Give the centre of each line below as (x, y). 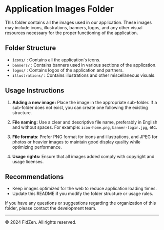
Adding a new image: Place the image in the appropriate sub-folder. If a (84, 102)
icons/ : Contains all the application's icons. (56, 60)
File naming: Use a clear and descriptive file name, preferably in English (85, 122)
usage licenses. (28, 161)
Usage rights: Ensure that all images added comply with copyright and (83, 156)
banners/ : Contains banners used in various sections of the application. (84, 65)
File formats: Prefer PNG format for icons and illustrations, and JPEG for (85, 137)
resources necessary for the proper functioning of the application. (72, 33)
